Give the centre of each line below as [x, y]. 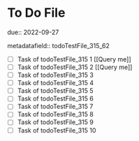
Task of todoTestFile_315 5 [55, 91]
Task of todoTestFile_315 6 [56, 98]
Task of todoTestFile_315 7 [55, 107]
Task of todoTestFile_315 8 [56, 114]
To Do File [36, 13]
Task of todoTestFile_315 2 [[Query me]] [75, 67]
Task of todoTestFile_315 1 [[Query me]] [74, 59]
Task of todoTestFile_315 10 [57, 130]
